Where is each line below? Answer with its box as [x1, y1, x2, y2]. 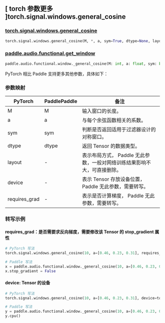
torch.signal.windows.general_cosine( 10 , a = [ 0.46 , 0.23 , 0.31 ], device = [5, 296, 157, 300]
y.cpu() [5, 314, 21, 319]
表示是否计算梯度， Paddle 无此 [82, 192, 155, 199]
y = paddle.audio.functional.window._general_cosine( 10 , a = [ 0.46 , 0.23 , [5, 309, 157, 314]
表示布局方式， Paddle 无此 [82, 152, 145, 159]
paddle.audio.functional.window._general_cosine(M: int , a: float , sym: [5, 61, 157, 66]
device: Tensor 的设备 [5, 280, 51, 286]
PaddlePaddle [44, 98, 78, 105]
